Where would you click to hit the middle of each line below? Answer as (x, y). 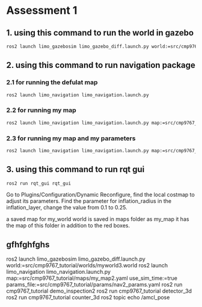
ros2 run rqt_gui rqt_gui (38, 183)
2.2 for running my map (41, 110)
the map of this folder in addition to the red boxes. (68, 226)
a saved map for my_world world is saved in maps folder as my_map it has (98, 219)
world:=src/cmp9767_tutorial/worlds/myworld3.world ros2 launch (87, 265)
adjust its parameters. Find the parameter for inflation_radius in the (89, 201)
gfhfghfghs (28, 244)
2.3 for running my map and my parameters (71, 138)
